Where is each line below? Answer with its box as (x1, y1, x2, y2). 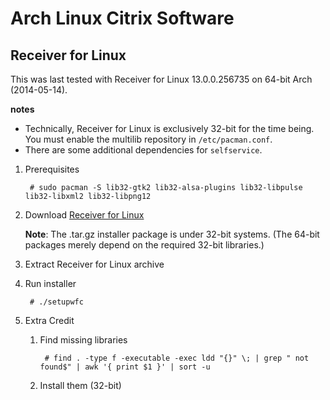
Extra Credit (24, 315, 75, 326)
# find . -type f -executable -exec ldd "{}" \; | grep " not (44, 353, 310, 363)
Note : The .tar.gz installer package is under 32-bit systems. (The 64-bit (24, 228, 320, 240)
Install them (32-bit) (39, 380, 122, 391)
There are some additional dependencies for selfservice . (24, 144, 263, 156)
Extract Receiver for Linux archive (24, 258, 165, 270)
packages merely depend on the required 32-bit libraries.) (24, 239, 265, 251)
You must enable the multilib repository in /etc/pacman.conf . (24, 133, 273, 145)
